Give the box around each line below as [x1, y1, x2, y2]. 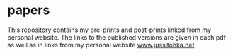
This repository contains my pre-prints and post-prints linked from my [7, 26, 211, 34]
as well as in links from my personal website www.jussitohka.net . [7, 40, 197, 49]
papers [7, 2, 50, 18]
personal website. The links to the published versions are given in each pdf [7, 33, 227, 41]
